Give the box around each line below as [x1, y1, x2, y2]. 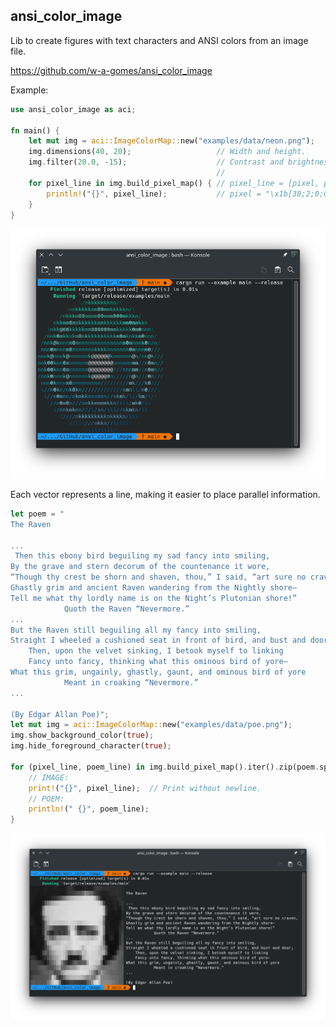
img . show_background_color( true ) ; [10, 730, 155, 741]
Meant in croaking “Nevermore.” [63, 677, 199, 688]
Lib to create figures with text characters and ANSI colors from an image [10, 34, 309, 46]
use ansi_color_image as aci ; [10, 104, 137, 114]
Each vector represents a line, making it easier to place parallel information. [10, 488, 321, 500]
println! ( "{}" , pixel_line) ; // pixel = [46, 189, 262, 199]
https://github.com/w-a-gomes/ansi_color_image [10, 64, 213, 76]
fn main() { [10, 125, 60, 136]
